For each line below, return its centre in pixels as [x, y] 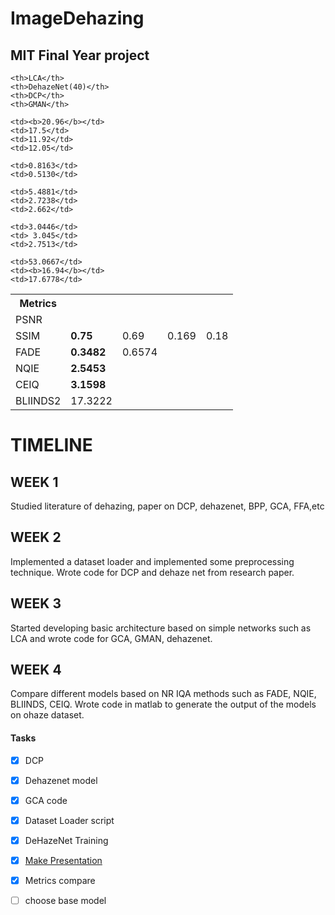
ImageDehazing [77, 18]
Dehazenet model [61, 780]
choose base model [65, 901]
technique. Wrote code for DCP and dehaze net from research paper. [152, 572]
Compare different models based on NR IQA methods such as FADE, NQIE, [163, 694]
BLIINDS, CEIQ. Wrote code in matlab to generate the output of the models [163, 704]
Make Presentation [63, 860]
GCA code [46, 800]
